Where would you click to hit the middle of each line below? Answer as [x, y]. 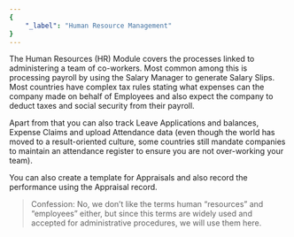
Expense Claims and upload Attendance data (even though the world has [142, 133]
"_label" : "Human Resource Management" [99, 26]
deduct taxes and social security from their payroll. [102, 106]
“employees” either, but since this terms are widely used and [141, 214]
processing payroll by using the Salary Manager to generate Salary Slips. [142, 78]
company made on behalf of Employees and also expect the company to [141, 96]
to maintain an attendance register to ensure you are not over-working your [147, 151]
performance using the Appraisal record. [83, 187]
